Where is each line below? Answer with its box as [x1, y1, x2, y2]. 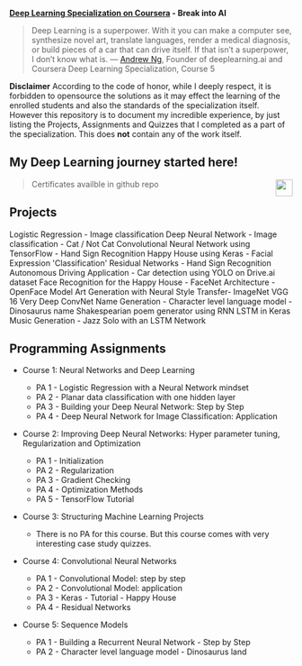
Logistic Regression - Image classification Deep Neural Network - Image [9, 229, 278, 240]
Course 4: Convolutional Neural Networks [22, 556, 177, 567]
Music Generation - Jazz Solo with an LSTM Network [9, 315, 207, 325]
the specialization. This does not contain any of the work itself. [9, 129, 243, 139]
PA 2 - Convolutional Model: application [35, 583, 182, 594]
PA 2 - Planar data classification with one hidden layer [35, 392, 236, 403]
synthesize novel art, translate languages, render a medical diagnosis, [31, 35, 290, 45]
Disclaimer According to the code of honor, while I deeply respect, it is [9, 81, 271, 91]
